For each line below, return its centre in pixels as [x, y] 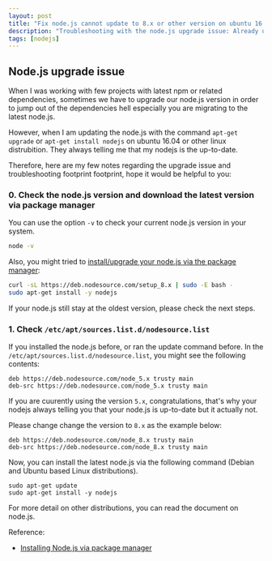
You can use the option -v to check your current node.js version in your [127, 223]
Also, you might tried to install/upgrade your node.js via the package [123, 262]
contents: [24, 364]
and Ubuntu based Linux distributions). [73, 471]
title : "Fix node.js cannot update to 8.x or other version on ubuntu [130, 24]
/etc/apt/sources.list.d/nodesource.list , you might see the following [127, 355]
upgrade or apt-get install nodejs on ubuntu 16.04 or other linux [117, 141]
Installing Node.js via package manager [86, 548]
